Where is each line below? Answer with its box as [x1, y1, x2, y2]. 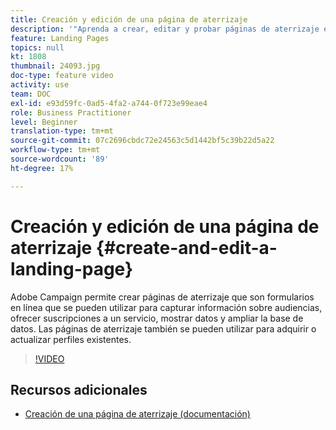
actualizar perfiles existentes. [10, 333, 132, 345]
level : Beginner [10, 117, 78, 127]
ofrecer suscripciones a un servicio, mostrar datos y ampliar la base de [10, 312, 304, 324]
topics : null [10, 42, 65, 53]
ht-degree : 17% [10, 163, 74, 173]
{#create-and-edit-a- [95, 236, 278, 259]
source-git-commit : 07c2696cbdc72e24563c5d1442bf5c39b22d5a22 [10, 136, 275, 146]
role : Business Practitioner [10, 107, 132, 118]
